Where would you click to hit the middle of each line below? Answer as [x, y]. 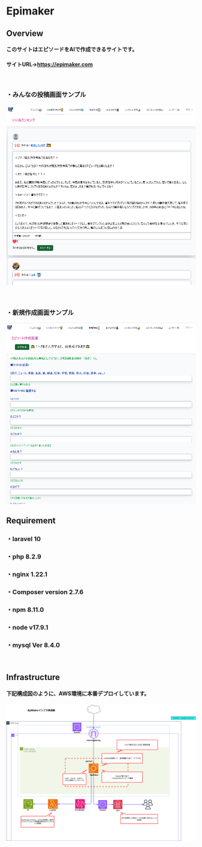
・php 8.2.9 [24, 557]
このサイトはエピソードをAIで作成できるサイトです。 [72, 49]
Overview [25, 33]
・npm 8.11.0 [25, 610]
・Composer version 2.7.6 [45, 592]
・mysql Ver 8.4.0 [33, 645]
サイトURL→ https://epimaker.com [50, 64]
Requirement [31, 521]
